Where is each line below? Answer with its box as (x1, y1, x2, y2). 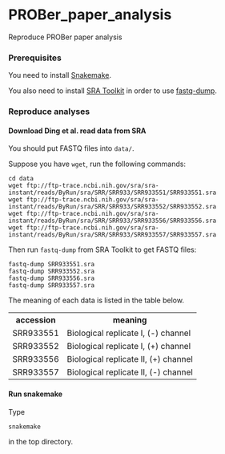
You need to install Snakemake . (8, 71, 112, 80)
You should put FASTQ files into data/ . (8, 144, 135, 153)
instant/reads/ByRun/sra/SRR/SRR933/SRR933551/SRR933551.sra (8, 188, 217, 197)
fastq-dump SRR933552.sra (8, 267, 94, 276)
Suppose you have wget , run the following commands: (8, 159, 187, 169)
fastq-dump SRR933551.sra (8, 261, 94, 269)
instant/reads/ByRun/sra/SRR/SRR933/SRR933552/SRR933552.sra (8, 203, 217, 211)
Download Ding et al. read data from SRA (8, 126, 147, 136)
